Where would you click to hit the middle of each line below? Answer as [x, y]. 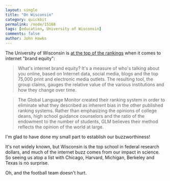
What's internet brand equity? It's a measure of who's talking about [89, 68]
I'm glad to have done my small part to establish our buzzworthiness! [78, 137]
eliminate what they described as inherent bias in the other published [90, 105]
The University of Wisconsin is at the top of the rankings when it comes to [83, 53]
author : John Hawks [26, 39]
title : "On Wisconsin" [29, 15]
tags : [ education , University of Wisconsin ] [53, 29]
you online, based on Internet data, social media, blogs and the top [88, 73]
